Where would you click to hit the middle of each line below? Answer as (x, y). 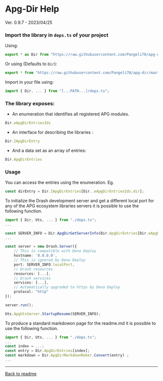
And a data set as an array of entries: (49, 150)
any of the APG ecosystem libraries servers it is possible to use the (72, 206)
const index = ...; (25, 346)
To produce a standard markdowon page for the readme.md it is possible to (81, 323)
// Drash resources (33, 269)
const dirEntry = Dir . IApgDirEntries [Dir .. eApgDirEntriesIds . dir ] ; (75, 191)
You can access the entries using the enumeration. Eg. (59, 182)
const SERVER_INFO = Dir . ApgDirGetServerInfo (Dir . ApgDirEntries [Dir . (77, 233)
